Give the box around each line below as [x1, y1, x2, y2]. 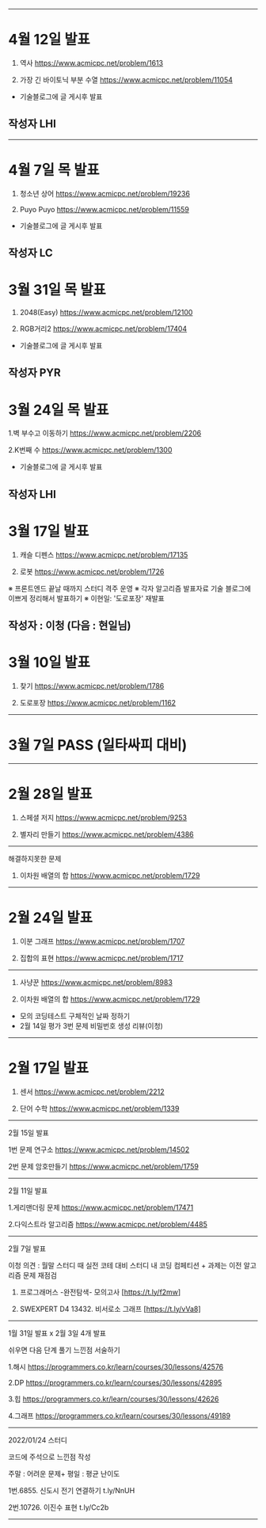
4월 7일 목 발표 [8, 161, 100, 179]
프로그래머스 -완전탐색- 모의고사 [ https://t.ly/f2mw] [19, 1287, 181, 1297]
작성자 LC [8, 246, 53, 260]
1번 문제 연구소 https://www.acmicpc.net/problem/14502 [8, 1145, 190, 1154]
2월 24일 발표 [8, 909, 93, 927]
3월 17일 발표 [8, 522, 89, 540]
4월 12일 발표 [8, 31, 90, 48]
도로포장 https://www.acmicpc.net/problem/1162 [19, 698, 177, 707]
